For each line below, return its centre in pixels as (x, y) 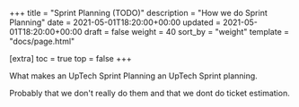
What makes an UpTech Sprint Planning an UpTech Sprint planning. (133, 76)
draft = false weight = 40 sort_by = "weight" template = (187, 32)
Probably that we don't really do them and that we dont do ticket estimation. (149, 93)
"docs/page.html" (42, 41)
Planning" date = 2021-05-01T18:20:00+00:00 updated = (115, 22)
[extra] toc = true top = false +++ (70, 58)
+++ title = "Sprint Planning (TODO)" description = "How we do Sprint (138, 13)
